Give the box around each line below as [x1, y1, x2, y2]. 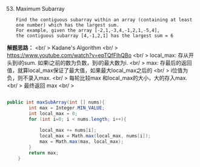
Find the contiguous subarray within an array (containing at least [15, 17, 193, 23]
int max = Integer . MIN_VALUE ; [28, 105, 105, 111]
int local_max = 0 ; [28, 110, 78, 117]
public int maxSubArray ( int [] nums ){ [7, 99, 105, 105]
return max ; [28, 149, 59, 156]
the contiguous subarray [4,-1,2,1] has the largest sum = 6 [15, 33, 174, 39]
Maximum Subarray [15, 5, 65, 12]
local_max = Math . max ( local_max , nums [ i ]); [39, 133, 151, 139]
